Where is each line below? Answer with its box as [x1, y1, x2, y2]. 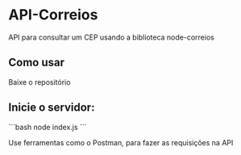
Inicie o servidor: [8, 101, 95, 115]
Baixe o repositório [8, 77, 71, 86]
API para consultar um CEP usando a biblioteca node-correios [8, 32, 215, 42]
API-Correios [8, 6, 98, 24]
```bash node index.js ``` [8, 122, 87, 132]
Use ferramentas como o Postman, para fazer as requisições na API [8, 137, 234, 147]
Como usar [8, 56, 65, 69]
